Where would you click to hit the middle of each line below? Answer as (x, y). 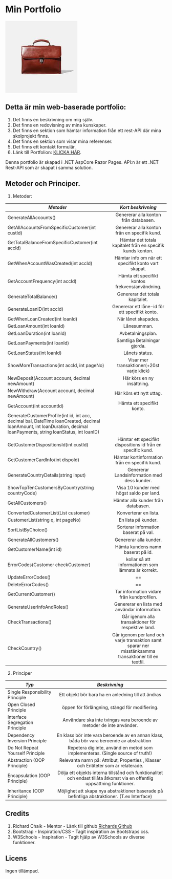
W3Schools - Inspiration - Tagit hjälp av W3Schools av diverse (79, 837)
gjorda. (138, 346)
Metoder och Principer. (43, 184)
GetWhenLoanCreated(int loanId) (42, 319)
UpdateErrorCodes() (29, 577)
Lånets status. (138, 353)
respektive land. (138, 628)
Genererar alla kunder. (138, 540)
